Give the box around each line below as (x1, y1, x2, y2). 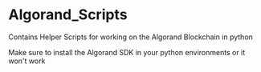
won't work (8, 56, 46, 66)
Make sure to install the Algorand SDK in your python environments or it (8, 47, 246, 57)
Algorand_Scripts (8, 6, 128, 24)
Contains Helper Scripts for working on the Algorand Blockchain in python (8, 32, 253, 42)
